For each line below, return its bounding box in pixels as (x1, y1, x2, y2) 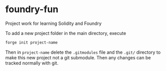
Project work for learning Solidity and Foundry (5, 20, 102, 26)
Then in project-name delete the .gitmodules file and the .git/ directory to (5, 49, 161, 55)
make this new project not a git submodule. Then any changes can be (5, 54, 151, 60)
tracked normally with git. (5, 60, 58, 66)
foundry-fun (5, 4, 58, 15)
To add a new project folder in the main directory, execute (5, 30, 126, 36)
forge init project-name (5, 40, 58, 45)
